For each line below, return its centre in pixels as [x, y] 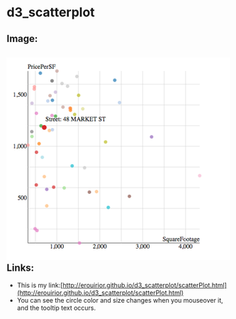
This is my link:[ [40, 285]
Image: [22, 39]
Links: [21, 268]
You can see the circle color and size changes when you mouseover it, [120, 300]
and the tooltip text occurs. [56, 308]
